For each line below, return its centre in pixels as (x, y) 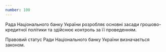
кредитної (16, 30)
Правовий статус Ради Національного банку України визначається (77, 39)
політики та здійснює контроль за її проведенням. (82, 30)
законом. (15, 45)
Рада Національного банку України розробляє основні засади (72, 24)
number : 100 (18, 10)
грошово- (151, 24)
